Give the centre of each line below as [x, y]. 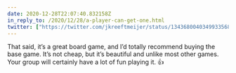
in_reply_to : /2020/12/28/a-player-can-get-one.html [86, 20]
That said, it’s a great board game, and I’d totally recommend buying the [111, 47]
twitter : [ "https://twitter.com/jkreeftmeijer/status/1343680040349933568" [120, 27]
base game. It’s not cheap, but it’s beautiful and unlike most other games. [113, 54]
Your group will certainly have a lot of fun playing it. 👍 [86, 62]
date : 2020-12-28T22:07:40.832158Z [59, 14]
